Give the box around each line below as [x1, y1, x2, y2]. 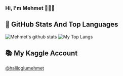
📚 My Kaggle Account [5, 49, 78, 58]
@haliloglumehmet [5, 65, 45, 71]
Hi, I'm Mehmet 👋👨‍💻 [5, 5, 55, 12]
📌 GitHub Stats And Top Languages [5, 20, 118, 29]
